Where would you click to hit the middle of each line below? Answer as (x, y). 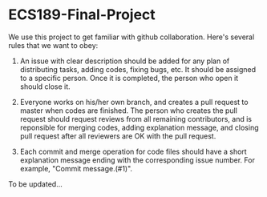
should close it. (45, 86)
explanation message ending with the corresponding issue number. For (137, 160)
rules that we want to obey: (53, 45)
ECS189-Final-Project (82, 15)
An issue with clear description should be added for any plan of (125, 61)
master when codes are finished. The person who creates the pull (129, 111)
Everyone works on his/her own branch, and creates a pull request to (134, 102)
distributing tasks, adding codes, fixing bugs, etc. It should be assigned (138, 69)
